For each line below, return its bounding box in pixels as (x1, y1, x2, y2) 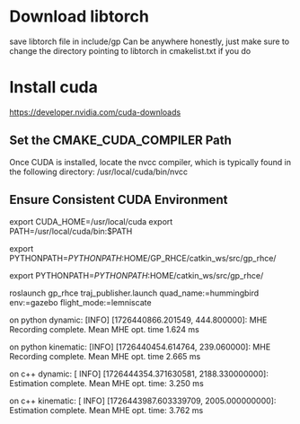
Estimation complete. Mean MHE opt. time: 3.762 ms (9, 404, 204, 415)
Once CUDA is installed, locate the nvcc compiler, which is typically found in (9, 156, 292, 167)
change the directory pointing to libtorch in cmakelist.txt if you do (9, 45, 251, 56)
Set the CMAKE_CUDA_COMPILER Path (9, 133, 232, 148)
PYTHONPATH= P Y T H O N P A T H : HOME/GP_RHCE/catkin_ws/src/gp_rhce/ (9, 252, 277, 263)
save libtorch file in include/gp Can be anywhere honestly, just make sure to (9, 36, 290, 47)
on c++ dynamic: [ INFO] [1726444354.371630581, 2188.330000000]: (9, 368, 269, 379)
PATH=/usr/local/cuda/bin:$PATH (9, 225, 133, 236)
